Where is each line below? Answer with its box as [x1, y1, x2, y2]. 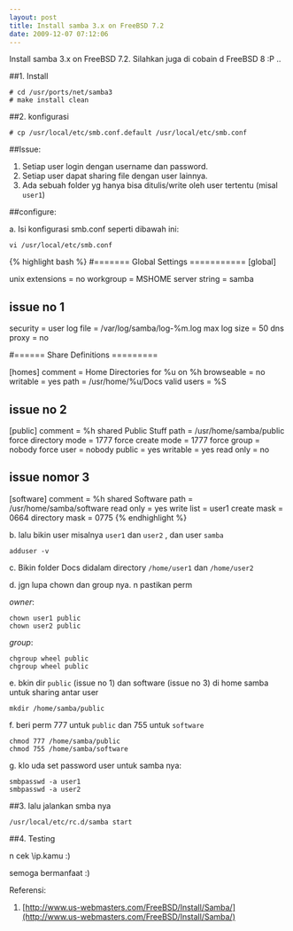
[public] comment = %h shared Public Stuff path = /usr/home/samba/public [9, 426, 285, 435]
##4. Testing [9, 833, 56, 843]
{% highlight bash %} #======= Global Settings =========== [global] [9, 256, 277, 267]
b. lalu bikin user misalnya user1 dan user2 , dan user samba [9, 529, 224, 540]
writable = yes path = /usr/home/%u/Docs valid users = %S [9, 376, 227, 387]
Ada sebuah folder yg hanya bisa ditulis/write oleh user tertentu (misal [21, 180, 279, 191]
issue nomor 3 [9, 470, 90, 485]
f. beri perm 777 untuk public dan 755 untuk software [9, 719, 204, 730]
